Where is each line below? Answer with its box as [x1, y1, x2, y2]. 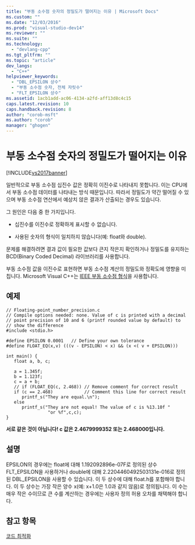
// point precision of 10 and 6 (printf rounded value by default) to [6, 317, 181, 323]
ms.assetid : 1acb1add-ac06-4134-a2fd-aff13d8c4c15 [6, 95, 132, 101]
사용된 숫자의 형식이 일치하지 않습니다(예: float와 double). [14, 233, 147, 240]
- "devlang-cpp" [11, 47, 51, 53]
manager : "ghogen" [6, 123, 51, 129]
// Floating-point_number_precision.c [6, 307, 100, 313]
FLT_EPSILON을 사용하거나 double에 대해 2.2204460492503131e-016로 [6, 468, 175, 475]
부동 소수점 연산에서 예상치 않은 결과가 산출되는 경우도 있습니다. [16, 196, 161, 203]
